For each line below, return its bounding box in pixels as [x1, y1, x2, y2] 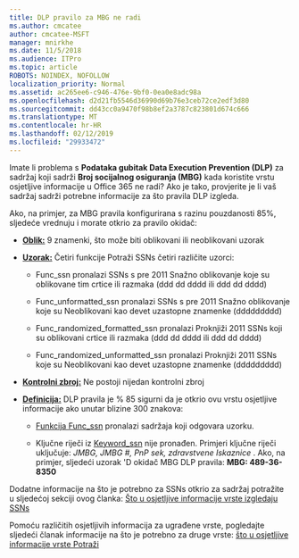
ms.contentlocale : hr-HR [9, 121, 102, 130]
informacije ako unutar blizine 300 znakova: [21, 403, 184, 413]
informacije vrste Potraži [9, 538, 100, 549]
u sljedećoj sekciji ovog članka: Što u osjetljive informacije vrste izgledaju [9, 493, 278, 504]
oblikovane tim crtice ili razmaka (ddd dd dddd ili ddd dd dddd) [35, 279, 268, 289]
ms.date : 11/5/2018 [9, 46, 82, 55]
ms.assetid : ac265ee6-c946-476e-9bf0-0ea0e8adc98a [9, 87, 202, 96]
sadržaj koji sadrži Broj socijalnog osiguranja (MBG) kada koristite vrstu [9, 171, 275, 182]
